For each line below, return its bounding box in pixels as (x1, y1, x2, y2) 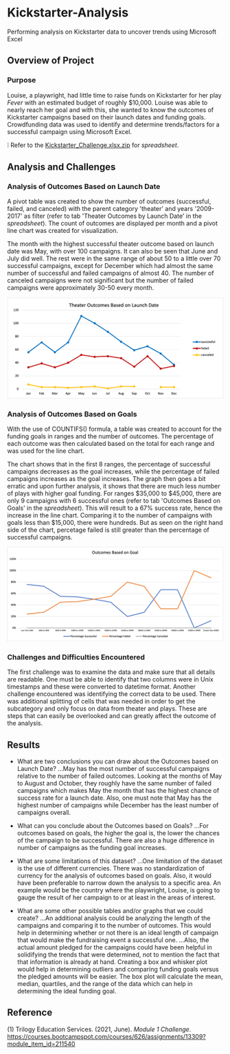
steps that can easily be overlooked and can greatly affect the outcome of (7, 712, 216, 720)
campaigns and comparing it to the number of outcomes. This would (16, 921, 211, 929)
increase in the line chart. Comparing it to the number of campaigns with (7, 511, 213, 519)
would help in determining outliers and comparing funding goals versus (16, 965, 219, 973)
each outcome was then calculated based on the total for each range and (7, 440, 215, 448)
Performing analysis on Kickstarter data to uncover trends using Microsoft (7, 27, 217, 36)
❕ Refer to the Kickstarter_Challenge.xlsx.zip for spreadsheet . (7, 141, 179, 149)
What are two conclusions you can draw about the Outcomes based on (16, 757, 218, 765)
